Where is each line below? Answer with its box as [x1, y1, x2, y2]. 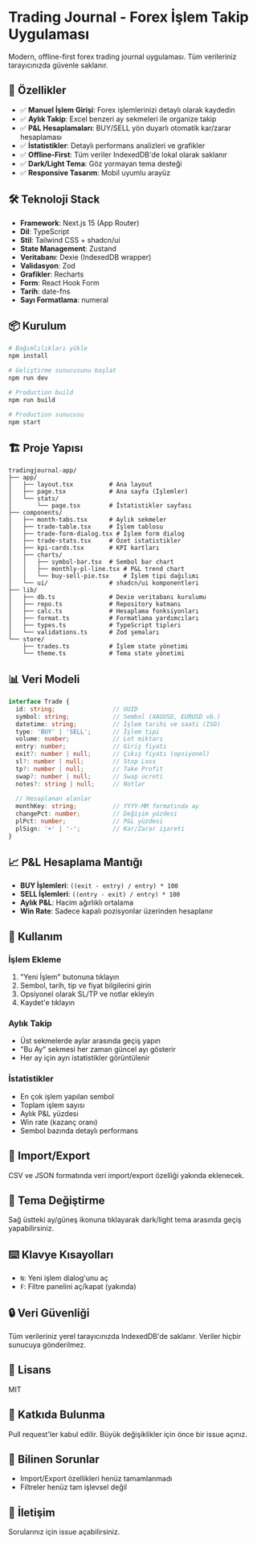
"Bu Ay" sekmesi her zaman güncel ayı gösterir [19, 1045, 177, 1054]
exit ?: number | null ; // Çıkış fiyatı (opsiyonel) [15, 750, 210, 758]
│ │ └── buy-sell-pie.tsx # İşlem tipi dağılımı [8, 572, 199, 581]
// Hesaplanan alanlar [15, 795, 92, 803]
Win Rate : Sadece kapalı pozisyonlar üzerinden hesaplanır [19, 906, 214, 916]
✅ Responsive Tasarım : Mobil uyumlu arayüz [19, 167, 171, 177]
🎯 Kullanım [8, 930, 63, 943]
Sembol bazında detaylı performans [19, 1126, 139, 1135]
